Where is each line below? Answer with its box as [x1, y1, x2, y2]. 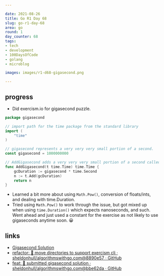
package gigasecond [5, 115, 45, 120]
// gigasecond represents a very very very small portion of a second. [5, 146, 154, 152]
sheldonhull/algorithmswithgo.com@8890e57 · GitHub [12, 255, 122, 261]
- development [5, 47, 34, 53]
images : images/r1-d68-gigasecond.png [5, 70, 84, 75]
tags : [5, 39, 16, 44]
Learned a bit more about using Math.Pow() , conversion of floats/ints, [12, 191, 151, 197]
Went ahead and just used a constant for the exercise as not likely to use [12, 212, 159, 218]
